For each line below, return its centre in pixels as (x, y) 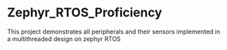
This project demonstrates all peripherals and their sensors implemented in (114, 32)
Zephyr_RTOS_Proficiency (85, 13)
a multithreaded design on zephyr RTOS (64, 38)
